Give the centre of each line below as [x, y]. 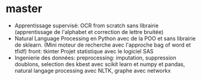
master [24, 9]
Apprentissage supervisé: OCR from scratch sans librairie [86, 25]
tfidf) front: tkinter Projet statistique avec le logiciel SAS [84, 51]
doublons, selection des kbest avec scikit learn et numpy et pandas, [100, 64]
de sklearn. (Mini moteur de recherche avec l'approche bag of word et [103, 45]
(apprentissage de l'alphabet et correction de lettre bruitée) [89, 32]
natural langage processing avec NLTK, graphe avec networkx [92, 70]
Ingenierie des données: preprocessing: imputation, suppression [95, 58]
